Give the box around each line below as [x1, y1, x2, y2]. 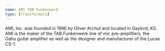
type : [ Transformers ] [5, 12, 50, 17]
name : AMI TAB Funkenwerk [5, 7, 58, 12]
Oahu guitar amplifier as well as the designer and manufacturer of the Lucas [5, 35, 161, 42]
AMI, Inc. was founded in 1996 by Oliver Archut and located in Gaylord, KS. [5, 25, 158, 31]
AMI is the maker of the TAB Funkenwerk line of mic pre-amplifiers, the [5, 30, 150, 36]
